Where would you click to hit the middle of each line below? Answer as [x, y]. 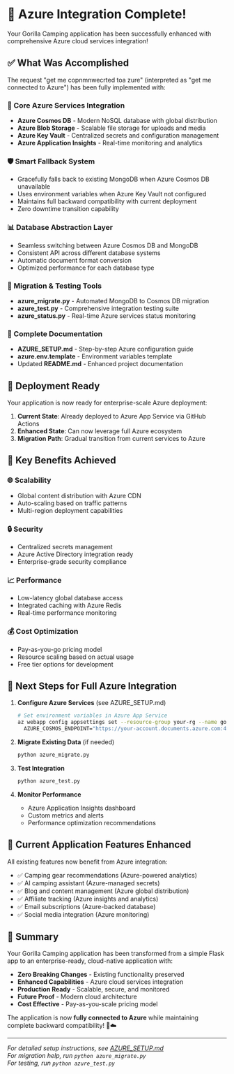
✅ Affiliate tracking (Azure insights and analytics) [88, 899]
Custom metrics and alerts [66, 815]
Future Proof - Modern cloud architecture [77, 997]
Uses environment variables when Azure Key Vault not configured [112, 194]
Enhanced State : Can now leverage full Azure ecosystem [100, 431]
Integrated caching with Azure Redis [69, 605]
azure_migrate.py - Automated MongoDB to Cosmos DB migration [113, 300]
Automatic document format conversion [75, 260]
